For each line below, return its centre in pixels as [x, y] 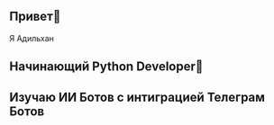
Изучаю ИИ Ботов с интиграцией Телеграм [137, 97]
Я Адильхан [32, 38]
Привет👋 [35, 17]
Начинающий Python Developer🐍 [106, 67]
